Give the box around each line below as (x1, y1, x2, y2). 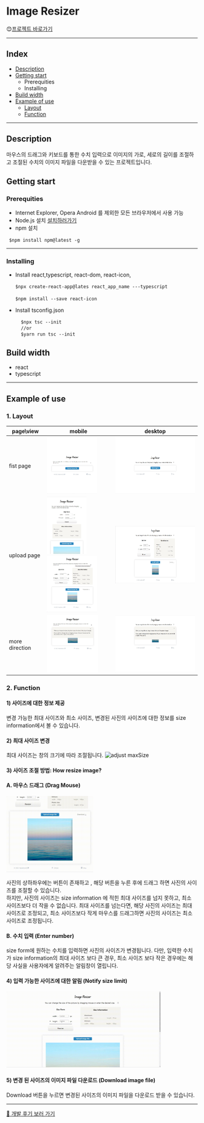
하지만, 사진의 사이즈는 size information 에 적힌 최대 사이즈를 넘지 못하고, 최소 (6, 894, 192, 901)
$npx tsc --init (21, 319, 62, 325)
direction (8, 644, 32, 651)
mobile (69, 428, 87, 435)
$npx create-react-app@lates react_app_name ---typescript (15, 283, 168, 290)
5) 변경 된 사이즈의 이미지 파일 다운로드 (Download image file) (6, 1076, 156, 1083)
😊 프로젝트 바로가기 (6, 25, 53, 32)
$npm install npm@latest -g (8, 238, 80, 244)
